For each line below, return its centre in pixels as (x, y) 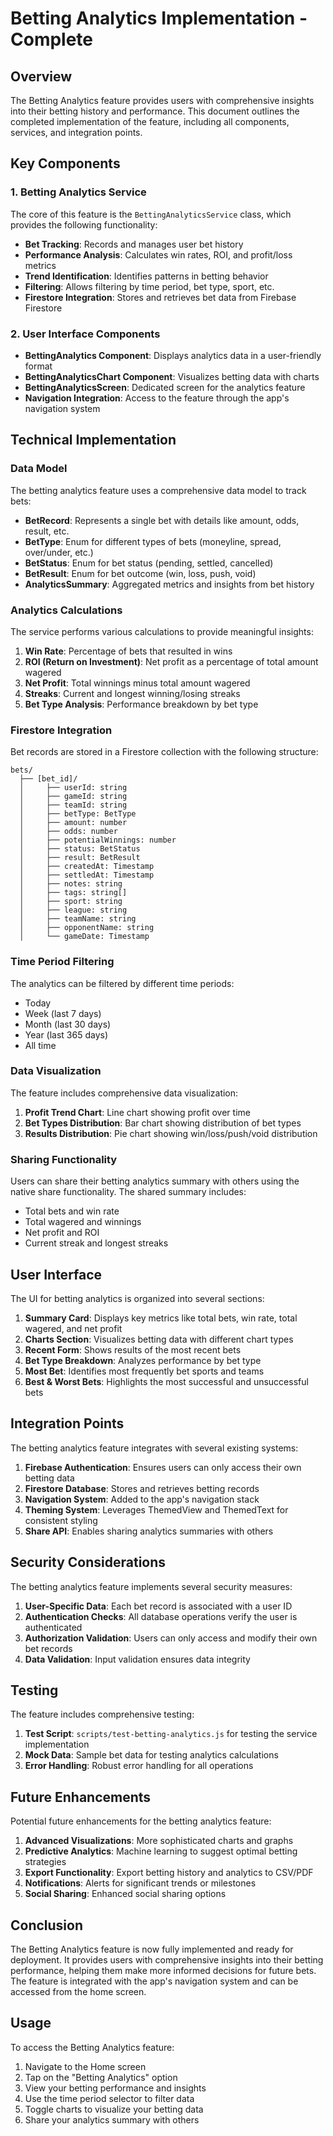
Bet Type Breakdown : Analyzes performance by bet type (143, 1360)
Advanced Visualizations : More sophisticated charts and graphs (159, 1841)
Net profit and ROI (62, 1233)
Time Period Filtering (62, 962)
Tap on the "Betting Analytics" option (101, 2077)
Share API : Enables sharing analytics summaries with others (149, 1531)
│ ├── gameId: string (73, 797)
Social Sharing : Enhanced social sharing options (125, 1894)
